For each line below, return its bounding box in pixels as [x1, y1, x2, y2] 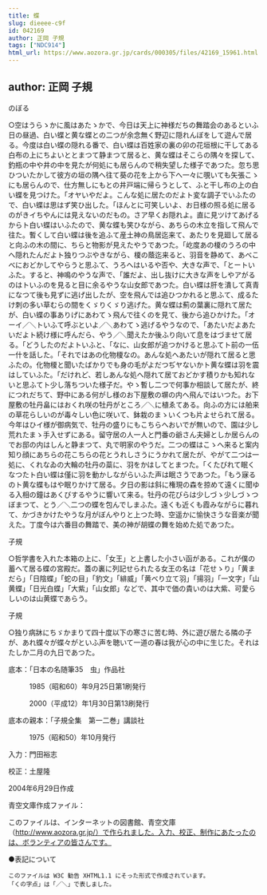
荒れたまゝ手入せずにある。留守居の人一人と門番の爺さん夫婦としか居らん [8, 429, 253, 440]
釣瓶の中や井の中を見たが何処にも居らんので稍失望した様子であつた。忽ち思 [8, 160, 260, 169]
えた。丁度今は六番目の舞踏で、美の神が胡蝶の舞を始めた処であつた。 [8, 519, 239, 529]
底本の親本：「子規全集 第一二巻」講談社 [8, 715, 145, 725]
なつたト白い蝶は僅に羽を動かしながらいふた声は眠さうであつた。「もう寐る [8, 469, 257, 479]
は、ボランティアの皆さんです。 [8, 837, 112, 847]
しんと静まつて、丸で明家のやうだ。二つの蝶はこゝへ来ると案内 [49, 440, 259, 449]
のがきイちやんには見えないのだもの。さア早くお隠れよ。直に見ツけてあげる [8, 209, 260, 220]
